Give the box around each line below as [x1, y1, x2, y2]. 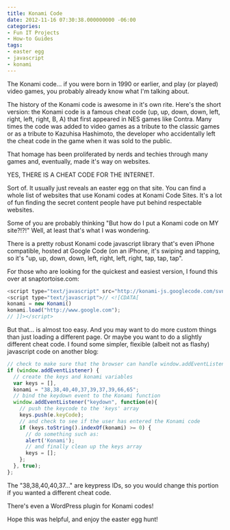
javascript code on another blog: [7, 347, 99, 355]
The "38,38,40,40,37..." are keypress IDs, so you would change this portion [7, 481, 219, 490]
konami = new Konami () [7, 301, 72, 307]
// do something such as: [25, 431, 99, 438]
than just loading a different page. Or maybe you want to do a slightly [7, 333, 202, 341]
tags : [7, 42, 23, 49]
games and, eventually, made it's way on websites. [7, 157, 151, 165]
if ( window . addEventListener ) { [7, 367, 99, 374]
